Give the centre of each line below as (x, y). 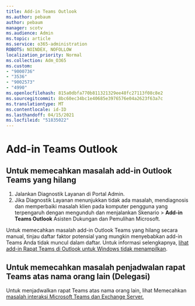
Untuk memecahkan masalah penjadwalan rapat (96, 267)
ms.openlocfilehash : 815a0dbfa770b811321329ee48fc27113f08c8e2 (85, 93)
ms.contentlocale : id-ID (36, 109)
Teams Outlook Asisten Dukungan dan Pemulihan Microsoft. (87, 219)
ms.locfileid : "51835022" (37, 121)
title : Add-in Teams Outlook (41, 11)
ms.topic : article (28, 39)
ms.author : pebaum (28, 17)
